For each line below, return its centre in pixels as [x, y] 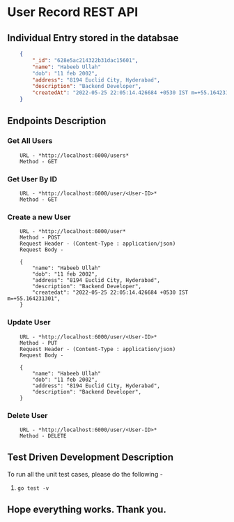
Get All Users [30, 141]
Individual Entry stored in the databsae [93, 38]
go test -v [33, 488]
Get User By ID [32, 179]
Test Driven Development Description [91, 457]
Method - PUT [39, 343]
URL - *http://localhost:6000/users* [75, 155]
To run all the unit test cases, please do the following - [85, 474]
